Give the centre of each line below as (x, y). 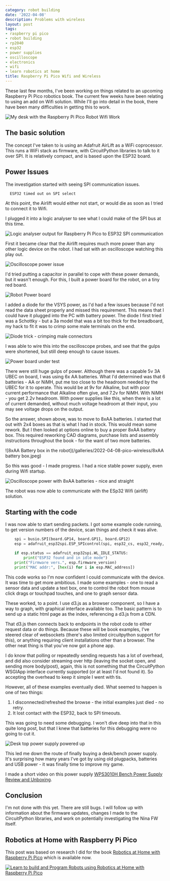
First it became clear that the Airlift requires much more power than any (80, 243)
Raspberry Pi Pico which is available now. (49, 858)
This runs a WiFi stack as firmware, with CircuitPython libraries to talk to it (82, 150)
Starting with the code (41, 512)
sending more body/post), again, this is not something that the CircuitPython (85, 666)
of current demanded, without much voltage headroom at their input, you (82, 403)
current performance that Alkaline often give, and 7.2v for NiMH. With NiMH (84, 393)
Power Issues (27, 172)
